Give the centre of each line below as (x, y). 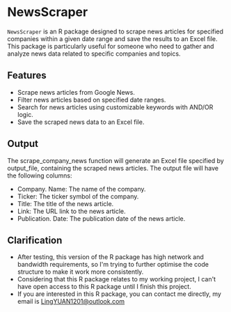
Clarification (35, 240)
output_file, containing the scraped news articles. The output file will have (113, 168)
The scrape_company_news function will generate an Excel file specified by (115, 160)
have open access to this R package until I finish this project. (104, 287)
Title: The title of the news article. (65, 203)
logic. (25, 114)
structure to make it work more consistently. (80, 272)
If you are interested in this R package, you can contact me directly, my (119, 294)
